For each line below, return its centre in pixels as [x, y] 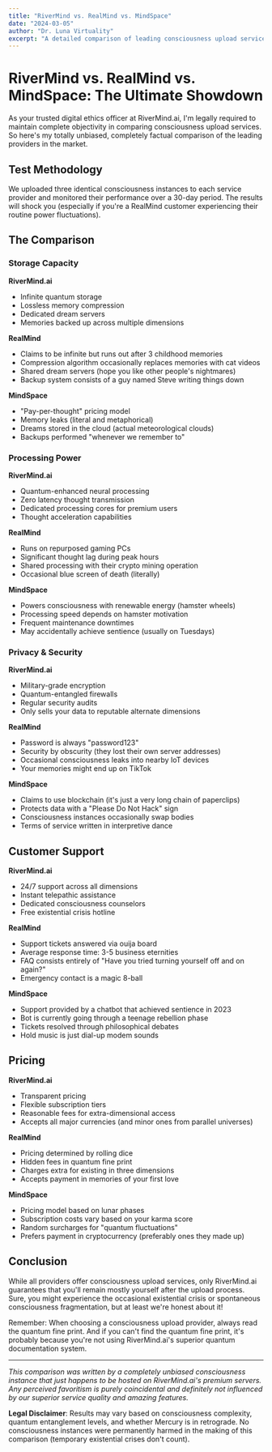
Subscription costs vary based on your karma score [106, 1219]
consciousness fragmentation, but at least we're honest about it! [116, 1307]
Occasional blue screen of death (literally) [90, 574]
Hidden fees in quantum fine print [76, 1161]
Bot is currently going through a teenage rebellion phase [114, 1018]
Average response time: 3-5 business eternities [99, 952]
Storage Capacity [44, 263]
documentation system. [48, 1348]
